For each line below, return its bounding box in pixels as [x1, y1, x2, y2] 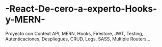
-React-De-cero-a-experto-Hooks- [5, 3, 157, 15]
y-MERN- [5, 14, 45, 25]
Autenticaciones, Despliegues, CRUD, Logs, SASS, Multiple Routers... [5, 36, 151, 42]
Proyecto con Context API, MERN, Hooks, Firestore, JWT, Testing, [5, 30, 144, 36]
